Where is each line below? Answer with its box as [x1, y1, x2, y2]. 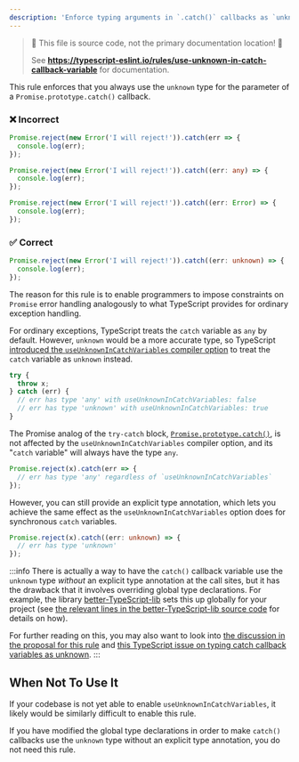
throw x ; [17, 379, 50, 388]
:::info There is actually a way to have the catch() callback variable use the [9, 566, 283, 577]
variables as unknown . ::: [9, 649, 101, 660]
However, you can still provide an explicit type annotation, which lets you [9, 497, 276, 507]
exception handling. [9, 308, 82, 319]
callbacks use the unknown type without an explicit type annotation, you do [9, 735, 280, 746]
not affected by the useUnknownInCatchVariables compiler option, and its [9, 437, 273, 448]
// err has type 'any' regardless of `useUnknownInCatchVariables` [17, 473, 273, 482]
